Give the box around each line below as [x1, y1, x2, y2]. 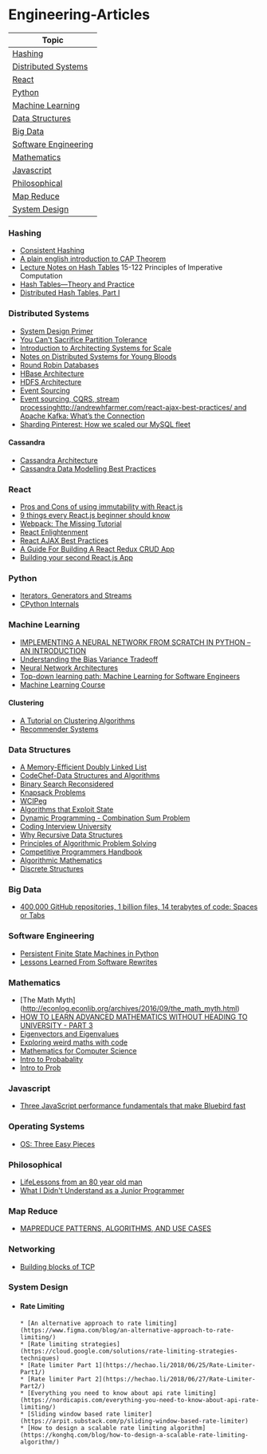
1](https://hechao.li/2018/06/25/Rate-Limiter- [95, 1361, 257, 1369]
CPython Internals [19, 599, 80, 609]
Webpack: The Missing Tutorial [19, 519, 122, 528]
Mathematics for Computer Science [19, 1046, 137, 1056]
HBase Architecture [19, 369, 84, 378]
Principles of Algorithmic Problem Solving [19, 839, 157, 848]
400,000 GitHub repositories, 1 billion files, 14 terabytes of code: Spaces [19, 902, 258, 911]
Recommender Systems [19, 724, 99, 733]
